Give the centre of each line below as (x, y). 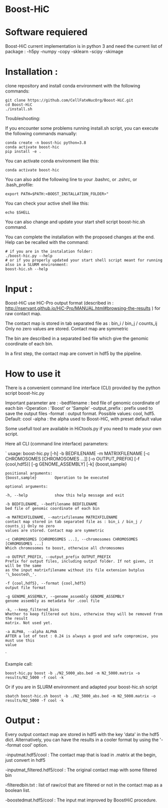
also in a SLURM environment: (37, 265)
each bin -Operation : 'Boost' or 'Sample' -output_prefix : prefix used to (79, 408)
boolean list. (18, 790)
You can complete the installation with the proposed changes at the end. (80, 237)
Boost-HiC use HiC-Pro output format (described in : (59, 303)
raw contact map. (23, 313)
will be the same (23, 566)
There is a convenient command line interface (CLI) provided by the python (83, 388)
